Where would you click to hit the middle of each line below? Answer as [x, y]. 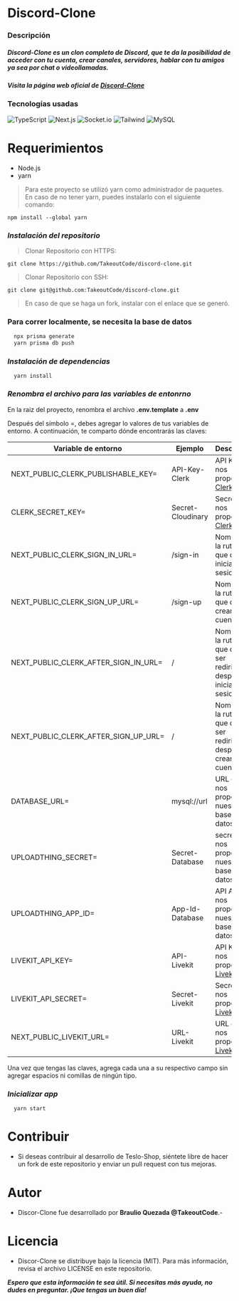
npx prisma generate [44, 337]
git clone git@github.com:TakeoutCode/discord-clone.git [94, 290]
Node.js [29, 168]
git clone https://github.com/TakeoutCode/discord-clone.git [100, 264]
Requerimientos [55, 148]
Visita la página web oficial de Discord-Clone [76, 85]
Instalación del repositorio [54, 235]
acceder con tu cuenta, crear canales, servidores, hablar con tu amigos [116, 60]
